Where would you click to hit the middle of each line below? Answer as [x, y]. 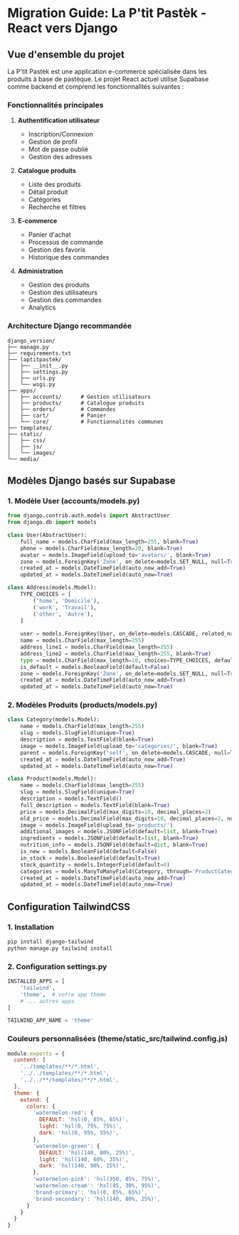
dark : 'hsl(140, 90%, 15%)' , [82, 1166]
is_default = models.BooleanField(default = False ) [95, 667]
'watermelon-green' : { [67, 1146]
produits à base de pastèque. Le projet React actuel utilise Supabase [108, 79]
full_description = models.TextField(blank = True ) [95, 805]
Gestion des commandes [65, 300]
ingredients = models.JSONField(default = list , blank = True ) [110, 838]
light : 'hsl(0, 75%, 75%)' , [80, 1126]
